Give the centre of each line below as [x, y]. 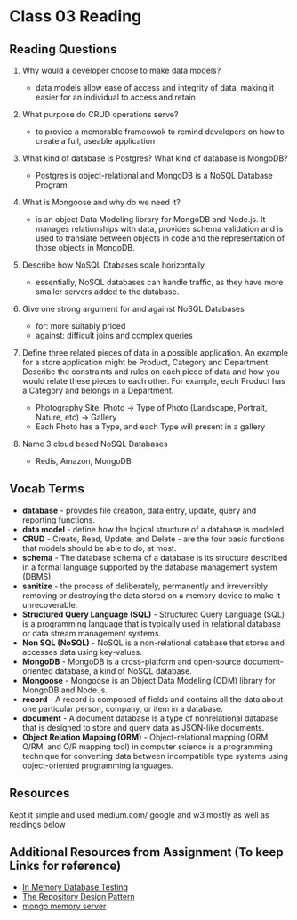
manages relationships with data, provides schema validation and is [159, 229]
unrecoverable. [50, 604]
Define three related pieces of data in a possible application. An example [155, 352]
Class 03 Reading [76, 16]
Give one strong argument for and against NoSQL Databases [133, 309]
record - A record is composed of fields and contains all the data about [153, 699]
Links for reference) [65, 866]
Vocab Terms [47, 489]
